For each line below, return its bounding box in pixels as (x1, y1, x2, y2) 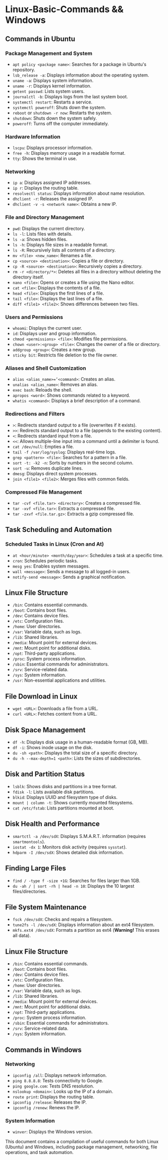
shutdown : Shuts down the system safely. (12, 115, 97, 121)
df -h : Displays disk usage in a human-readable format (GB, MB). (12, 739, 149, 745)
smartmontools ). (12, 838, 45, 845)
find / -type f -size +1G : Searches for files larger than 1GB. (12, 877, 140, 884)
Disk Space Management (5, 725, 86, 734)
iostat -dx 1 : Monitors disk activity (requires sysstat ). (12, 843, 127, 850)
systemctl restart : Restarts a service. (12, 99, 92, 105)
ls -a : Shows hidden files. (12, 236, 68, 242)
